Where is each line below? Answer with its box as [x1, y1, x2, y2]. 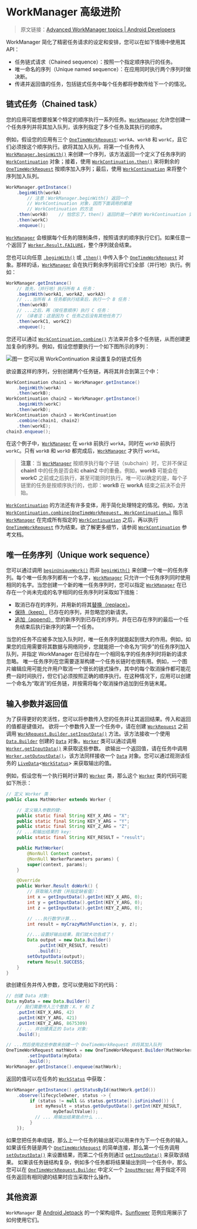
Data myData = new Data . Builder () [6, 998, 91, 1004]
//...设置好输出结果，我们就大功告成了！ [27, 931, 115, 938]
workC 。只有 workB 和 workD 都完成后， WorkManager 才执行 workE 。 [6, 447, 163, 455]
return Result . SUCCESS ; [27, 959, 85, 965]
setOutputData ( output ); [27, 953, 85, 959]
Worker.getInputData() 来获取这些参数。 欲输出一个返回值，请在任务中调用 [6, 745, 188, 752]
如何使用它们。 [6, 1216, 42, 1223]
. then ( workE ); [16, 423, 51, 429]
